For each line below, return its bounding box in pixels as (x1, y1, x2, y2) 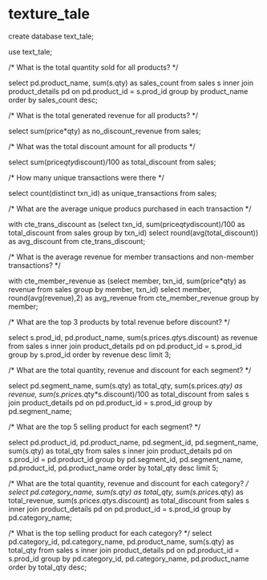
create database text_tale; (8, 31, 95, 41)
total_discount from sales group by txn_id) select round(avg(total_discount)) (8, 228, 259, 237)
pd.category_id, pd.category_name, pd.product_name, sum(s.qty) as (8, 537, 235, 546)
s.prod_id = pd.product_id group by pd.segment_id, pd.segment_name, (8, 454, 243, 464)
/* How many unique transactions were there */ (8, 172, 164, 182)
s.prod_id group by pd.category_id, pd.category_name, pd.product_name (8, 554, 249, 563)
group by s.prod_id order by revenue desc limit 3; (8, 350, 172, 359)
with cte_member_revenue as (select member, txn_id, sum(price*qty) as (8, 276, 247, 286)
